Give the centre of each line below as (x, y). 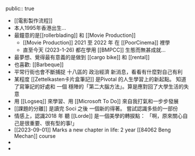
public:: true (20, 9)
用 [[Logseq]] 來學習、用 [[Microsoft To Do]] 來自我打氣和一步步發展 (96, 101)
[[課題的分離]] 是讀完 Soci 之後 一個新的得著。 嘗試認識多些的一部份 (96, 108)
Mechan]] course (35, 136)
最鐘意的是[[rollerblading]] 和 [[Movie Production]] (75, 35)
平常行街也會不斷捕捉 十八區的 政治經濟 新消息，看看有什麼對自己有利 (98, 72)
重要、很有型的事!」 (53, 123)
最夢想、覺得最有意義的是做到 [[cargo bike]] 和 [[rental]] (82, 57)
